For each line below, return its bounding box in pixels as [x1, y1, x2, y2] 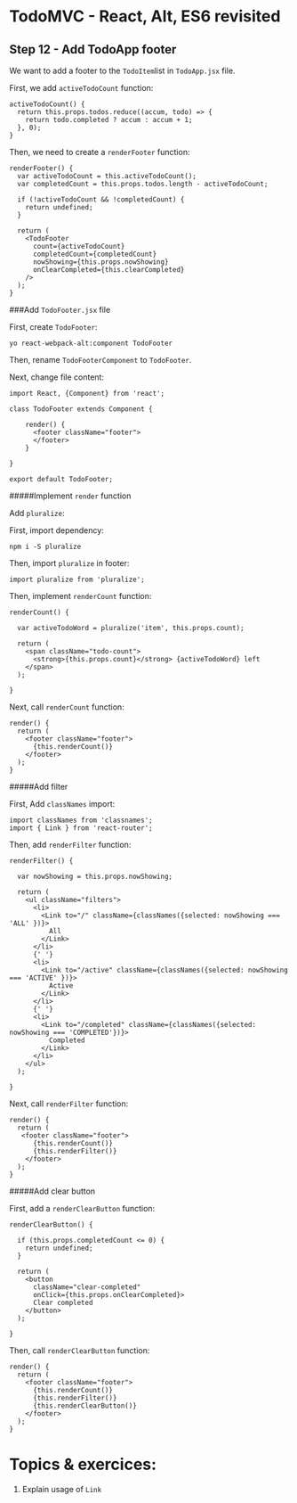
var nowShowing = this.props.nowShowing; [17, 872, 173, 881]
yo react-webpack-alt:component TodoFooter [9, 339, 173, 348]
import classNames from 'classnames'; [9, 816, 153, 825]
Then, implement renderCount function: [9, 591, 152, 601]
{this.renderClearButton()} [32, 1401, 138, 1410]
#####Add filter [9, 782, 68, 792]
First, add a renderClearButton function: [9, 1203, 156, 1213]
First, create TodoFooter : [9, 322, 98, 332]
